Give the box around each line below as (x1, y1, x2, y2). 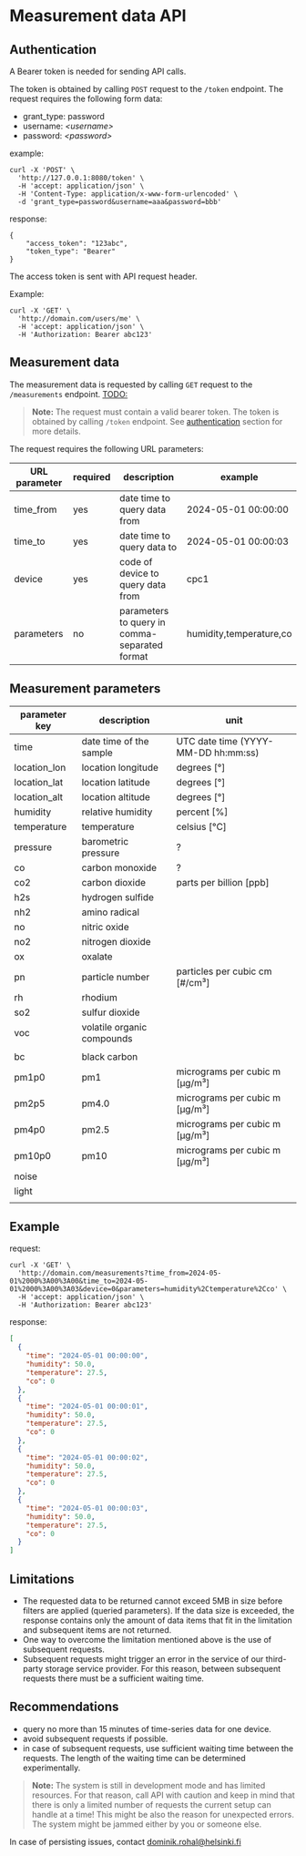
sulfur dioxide (81, 1006, 140, 1019)
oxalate (81, 949, 113, 962)
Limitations (9, 1571, 75, 1586)
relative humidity (81, 805, 153, 818)
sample (81, 746, 114, 759)
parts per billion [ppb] (176, 876, 270, 888)
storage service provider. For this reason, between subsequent (45, 1664, 281, 1674)
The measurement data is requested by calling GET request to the (9, 379, 253, 390)
